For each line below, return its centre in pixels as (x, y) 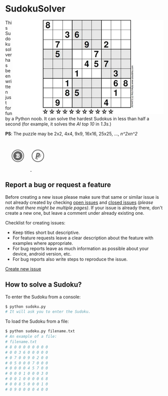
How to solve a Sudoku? (43, 285)
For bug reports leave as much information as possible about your (80, 248)
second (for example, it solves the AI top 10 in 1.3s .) (58, 124)
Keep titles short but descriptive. (46, 232)
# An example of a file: (31, 337)
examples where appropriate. (43, 243)
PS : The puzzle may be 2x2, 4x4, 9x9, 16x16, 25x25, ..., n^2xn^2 (71, 134)
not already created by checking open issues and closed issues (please (79, 202)
